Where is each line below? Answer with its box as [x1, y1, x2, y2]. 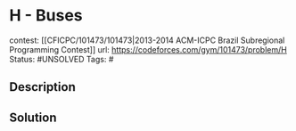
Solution [9, 110, 57, 125]
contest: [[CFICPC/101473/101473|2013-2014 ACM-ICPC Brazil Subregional [9, 35, 285, 45]
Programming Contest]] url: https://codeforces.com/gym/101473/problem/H [9, 44, 287, 54]
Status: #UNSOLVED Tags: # [9, 53, 114, 64]
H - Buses [9, 5, 83, 26]
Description [9, 79, 76, 94]
